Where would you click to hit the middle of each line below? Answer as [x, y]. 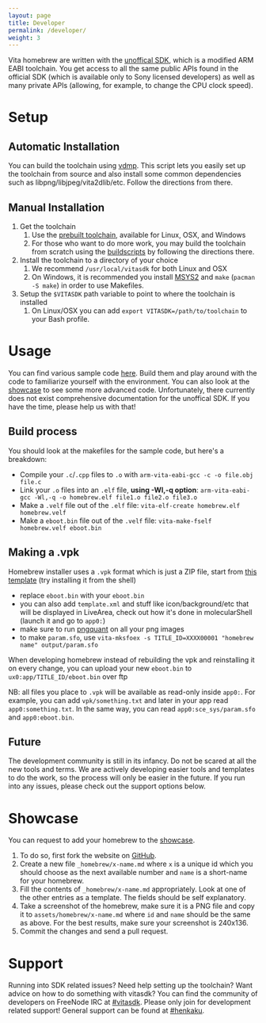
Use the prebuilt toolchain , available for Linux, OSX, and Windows [139, 235]
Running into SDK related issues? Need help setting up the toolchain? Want [131, 985]
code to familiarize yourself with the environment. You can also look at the [129, 382]
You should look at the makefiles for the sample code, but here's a [116, 450]
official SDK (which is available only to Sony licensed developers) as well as [131, 77]
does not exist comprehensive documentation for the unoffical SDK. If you [129, 398]
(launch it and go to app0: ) [63, 620]
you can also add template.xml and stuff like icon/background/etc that [134, 604]
